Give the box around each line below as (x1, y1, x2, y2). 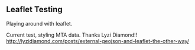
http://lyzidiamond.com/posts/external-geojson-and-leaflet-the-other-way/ (6, 37, 190, 44)
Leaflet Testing (6, 5, 63, 15)
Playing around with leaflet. (6, 20, 73, 27)
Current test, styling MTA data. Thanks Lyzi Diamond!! (6, 31, 138, 38)
